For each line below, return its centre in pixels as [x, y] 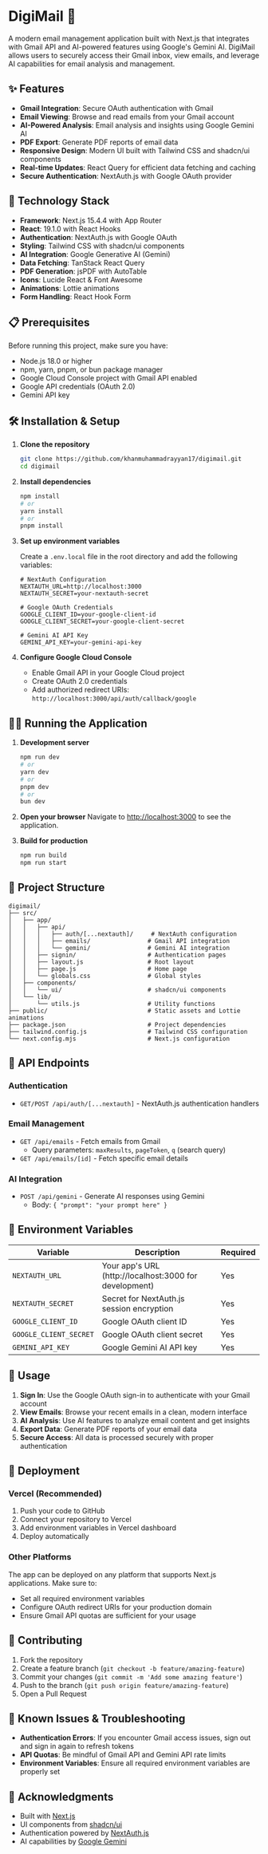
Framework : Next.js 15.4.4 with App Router [91, 220]
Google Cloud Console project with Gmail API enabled [108, 378]
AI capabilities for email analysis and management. [92, 64]
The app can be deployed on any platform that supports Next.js [112, 1574]
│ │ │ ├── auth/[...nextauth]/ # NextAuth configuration [123, 934]
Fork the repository [51, 1659]
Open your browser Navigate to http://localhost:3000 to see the [125, 817]
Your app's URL [131, 1265]
